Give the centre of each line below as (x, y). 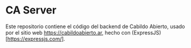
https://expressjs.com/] (35, 39)
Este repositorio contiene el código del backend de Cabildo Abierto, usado (95, 26)
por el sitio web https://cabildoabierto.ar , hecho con (68, 32)
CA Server (31, 10)
